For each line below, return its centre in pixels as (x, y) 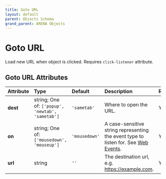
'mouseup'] (47, 145)
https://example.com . (129, 169)
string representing (127, 130)
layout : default (22, 14)
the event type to (124, 136)
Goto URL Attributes (37, 77)
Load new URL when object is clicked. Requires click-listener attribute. (79, 62)
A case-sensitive (124, 124)
